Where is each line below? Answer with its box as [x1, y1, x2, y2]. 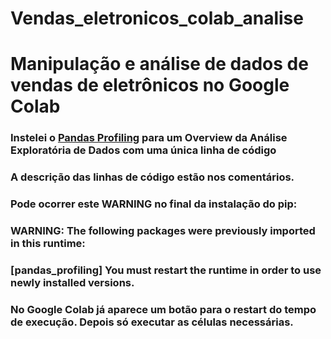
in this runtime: [10, 237, 86, 251]
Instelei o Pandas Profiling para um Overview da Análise [10, 131, 288, 145]
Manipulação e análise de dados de [10, 53, 309, 76]
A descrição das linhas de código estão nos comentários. [10, 170, 295, 184]
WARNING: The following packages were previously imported [10, 224, 316, 238]
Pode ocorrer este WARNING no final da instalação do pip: [10, 197, 298, 211]
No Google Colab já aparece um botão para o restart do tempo [10, 302, 317, 316]
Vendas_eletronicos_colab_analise [10, 7, 304, 30]
